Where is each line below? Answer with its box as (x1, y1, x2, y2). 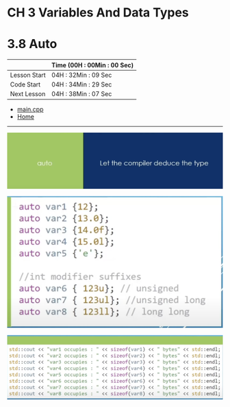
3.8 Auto (7, 36, 57, 52)
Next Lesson (10, 90, 46, 98)
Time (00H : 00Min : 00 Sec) (51, 60, 134, 69)
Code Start (10, 80, 41, 89)
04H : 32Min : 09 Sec (51, 71, 112, 79)
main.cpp (16, 105, 44, 113)
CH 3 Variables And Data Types (7, 5, 190, 21)
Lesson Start (10, 71, 46, 79)
